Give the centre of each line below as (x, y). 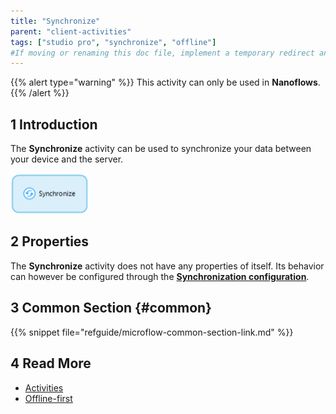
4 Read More (51, 363)
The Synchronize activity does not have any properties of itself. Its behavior (167, 266)
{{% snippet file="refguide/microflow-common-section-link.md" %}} (152, 332)
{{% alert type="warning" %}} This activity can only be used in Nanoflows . (165, 82)
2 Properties (50, 241)
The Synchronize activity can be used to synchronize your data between (161, 149)
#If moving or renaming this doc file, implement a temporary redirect (162, 53)
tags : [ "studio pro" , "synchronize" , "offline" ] (113, 42)
